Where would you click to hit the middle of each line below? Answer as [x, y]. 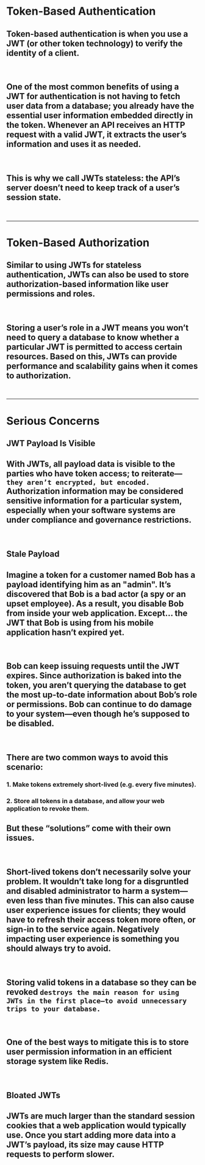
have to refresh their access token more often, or [101, 920]
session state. [34, 197]
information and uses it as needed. [74, 144]
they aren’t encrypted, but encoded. [78, 483]
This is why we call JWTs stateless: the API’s [93, 178]
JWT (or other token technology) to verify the [95, 43]
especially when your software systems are [91, 510]
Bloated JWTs [34, 1095]
